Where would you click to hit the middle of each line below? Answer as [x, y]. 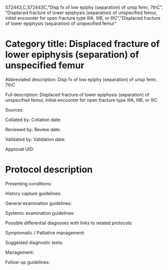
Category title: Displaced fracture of [82, 44]
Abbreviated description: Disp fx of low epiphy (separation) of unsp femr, [81, 79]
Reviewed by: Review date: [33, 129]
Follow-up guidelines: [28, 262]
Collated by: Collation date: [33, 120]
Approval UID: [20, 149]
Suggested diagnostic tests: [34, 242]
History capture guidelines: [33, 193]
